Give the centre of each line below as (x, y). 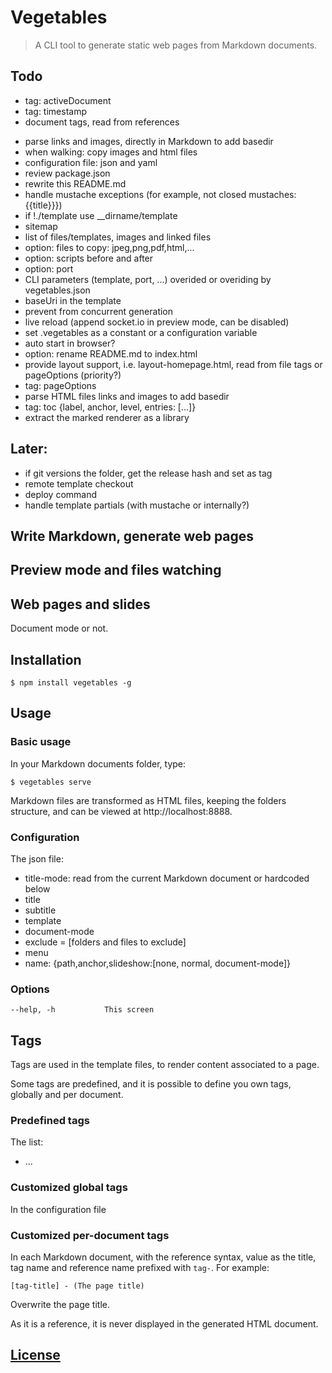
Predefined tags (50, 1120)
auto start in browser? (70, 343)
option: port (49, 268)
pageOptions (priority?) (73, 375)
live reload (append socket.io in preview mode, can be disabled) (157, 322)
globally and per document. (67, 1095)
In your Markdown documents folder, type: (98, 763)
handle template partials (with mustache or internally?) (137, 505)
